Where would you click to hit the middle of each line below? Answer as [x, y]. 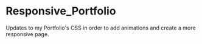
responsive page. [27, 34]
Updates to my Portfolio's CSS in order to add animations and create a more [101, 28]
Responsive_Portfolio [61, 11]
